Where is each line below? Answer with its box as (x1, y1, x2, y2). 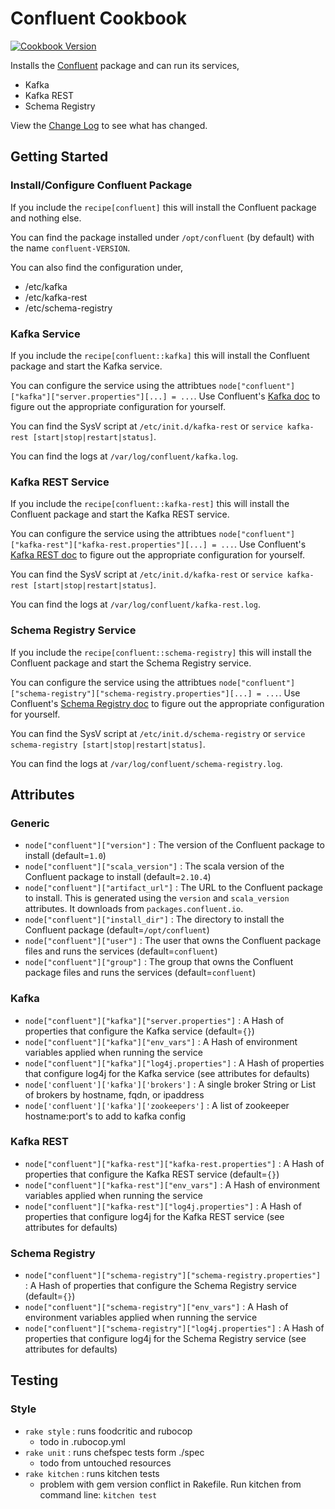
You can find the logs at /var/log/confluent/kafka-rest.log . (10, 598, 261, 611)
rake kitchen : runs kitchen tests (24, 1467, 160, 1479)
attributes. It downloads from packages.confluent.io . (24, 903, 244, 915)
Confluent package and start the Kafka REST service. (10, 508, 230, 521)
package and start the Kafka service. (10, 360, 163, 372)
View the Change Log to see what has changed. (10, 119, 208, 131)
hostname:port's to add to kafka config (24, 1110, 187, 1122)
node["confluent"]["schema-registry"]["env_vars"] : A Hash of (24, 1301, 289, 1313)
